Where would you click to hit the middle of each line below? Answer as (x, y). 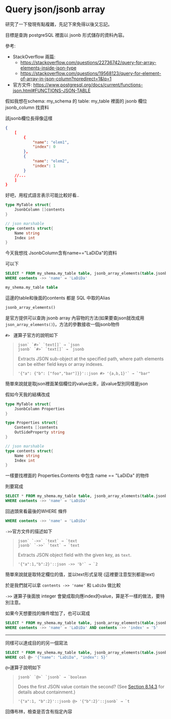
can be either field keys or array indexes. (61, 364)
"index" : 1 (44, 166)
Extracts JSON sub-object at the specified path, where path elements (91, 359)
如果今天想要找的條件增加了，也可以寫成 (48, 613)
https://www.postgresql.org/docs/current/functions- (88, 85)
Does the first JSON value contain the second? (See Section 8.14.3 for (91, 687)
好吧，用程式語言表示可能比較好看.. (42, 195)
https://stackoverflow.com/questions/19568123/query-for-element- (91, 73)
